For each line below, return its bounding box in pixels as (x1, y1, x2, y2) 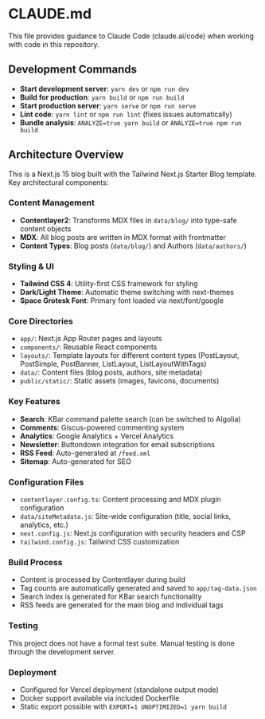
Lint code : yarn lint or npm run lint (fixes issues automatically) (19, 109, 232, 119)
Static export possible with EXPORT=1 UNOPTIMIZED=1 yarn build (19, 701, 227, 711)
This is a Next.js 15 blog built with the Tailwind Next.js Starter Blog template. (8, 169, 257, 179)
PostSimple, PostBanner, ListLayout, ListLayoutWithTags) (19, 359, 207, 369)
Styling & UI (8, 261, 54, 272)
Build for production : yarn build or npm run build (19, 92, 185, 102)
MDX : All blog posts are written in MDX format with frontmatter (19, 232, 226, 242)
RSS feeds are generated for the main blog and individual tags (19, 600, 224, 610)
